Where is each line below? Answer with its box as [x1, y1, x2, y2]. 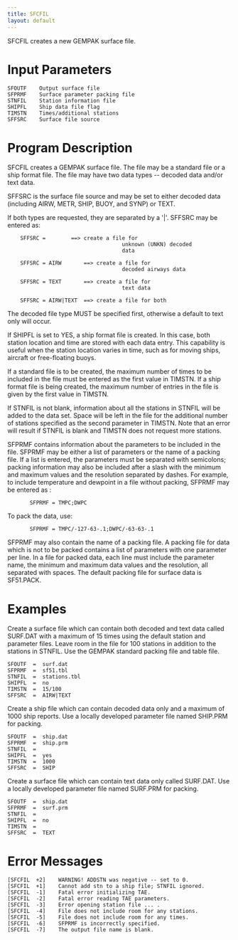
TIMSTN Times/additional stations [7, 110, 119, 117]
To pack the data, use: [7, 512, 73, 520]
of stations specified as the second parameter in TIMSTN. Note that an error [7, 419, 231, 428]
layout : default [7, 17, 55, 24]
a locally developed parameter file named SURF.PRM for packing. [7, 784, 199, 793]
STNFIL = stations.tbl [7, 673, 81, 680]
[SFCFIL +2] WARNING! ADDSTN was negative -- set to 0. [7, 877, 190, 884]
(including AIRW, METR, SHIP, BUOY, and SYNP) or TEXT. [7, 200, 175, 208]
